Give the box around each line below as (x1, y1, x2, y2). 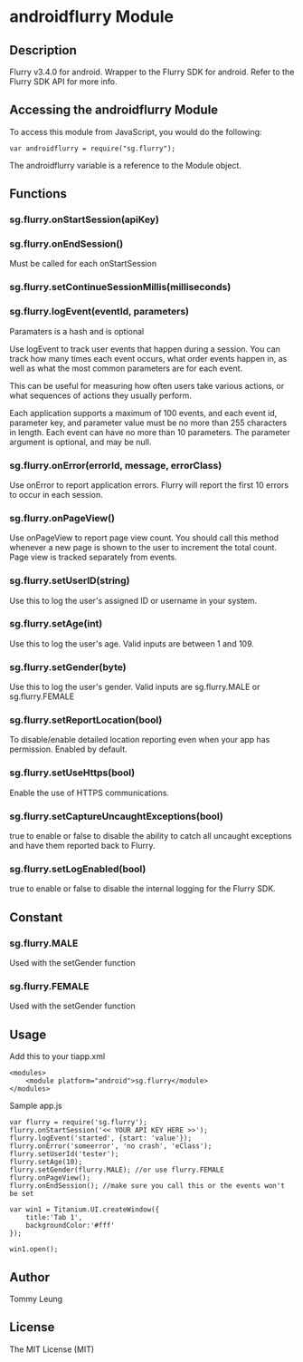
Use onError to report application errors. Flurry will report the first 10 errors (9, 479, 289, 491)
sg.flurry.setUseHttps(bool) (9, 766, 136, 779)
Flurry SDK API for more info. (9, 76, 118, 87)
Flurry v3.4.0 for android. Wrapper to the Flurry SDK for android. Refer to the (9, 66, 295, 77)
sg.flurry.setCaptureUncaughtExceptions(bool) (9, 810, 223, 822)
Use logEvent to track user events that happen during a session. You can (9, 343, 280, 355)
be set (9, 1190, 34, 1199)
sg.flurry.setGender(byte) (9, 660, 127, 673)
